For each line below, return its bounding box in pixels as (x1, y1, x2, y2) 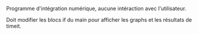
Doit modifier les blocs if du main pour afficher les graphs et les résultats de (6, 16, 192, 23)
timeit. (6, 23, 22, 29)
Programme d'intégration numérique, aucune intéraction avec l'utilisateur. (6, 5, 187, 12)
